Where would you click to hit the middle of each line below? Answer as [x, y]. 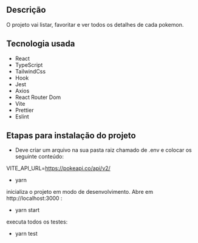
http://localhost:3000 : [34, 198]
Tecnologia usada [41, 44]
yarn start [27, 210]
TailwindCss [30, 71]
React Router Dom [38, 97]
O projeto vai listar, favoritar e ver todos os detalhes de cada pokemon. [95, 24]
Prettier [24, 110]
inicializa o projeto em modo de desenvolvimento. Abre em [80, 192]
